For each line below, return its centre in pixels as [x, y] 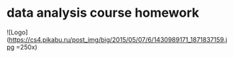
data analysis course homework [103, 13]
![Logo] [17, 32]
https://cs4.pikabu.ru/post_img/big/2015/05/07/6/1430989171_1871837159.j [118, 39]
